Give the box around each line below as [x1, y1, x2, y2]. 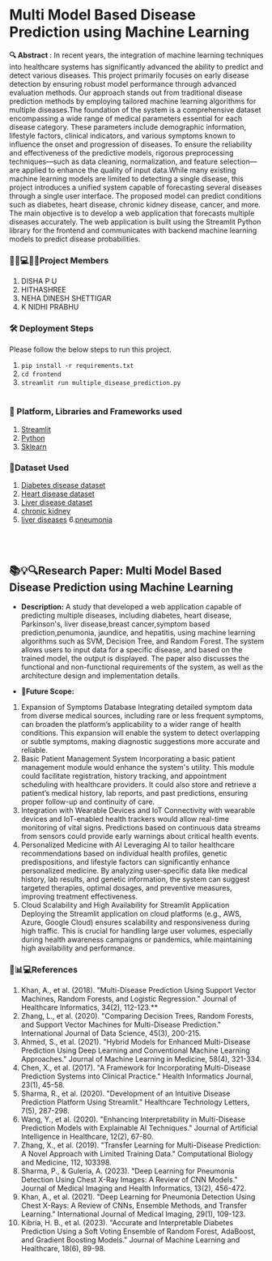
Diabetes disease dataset [20, 481, 106, 490]
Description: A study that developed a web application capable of [20, 601, 242, 611]
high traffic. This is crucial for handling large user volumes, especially [20, 925, 253, 935]
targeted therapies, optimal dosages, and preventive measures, [20, 883, 233, 892]
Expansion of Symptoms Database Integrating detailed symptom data [20, 702, 253, 712]
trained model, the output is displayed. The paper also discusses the [20, 653, 249, 663]
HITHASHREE [20, 285, 67, 295]
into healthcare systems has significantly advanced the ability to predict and [9, 62, 264, 71]
